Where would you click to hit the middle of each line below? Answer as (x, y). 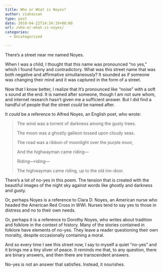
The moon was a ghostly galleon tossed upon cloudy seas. (76, 133)
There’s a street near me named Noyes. (45, 54)
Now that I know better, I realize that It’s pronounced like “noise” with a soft (80, 89)
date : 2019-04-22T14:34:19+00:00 (39, 23)
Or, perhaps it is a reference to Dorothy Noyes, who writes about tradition (79, 219)
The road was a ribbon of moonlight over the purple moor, (75, 142)
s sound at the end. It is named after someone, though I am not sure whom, (80, 94)
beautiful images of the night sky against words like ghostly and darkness (79, 185)
